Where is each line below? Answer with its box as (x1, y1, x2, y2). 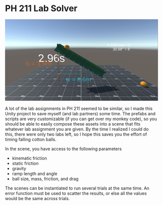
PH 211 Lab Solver (5, 3, 78, 14)
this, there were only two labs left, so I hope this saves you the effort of (5, 131, 147, 137)
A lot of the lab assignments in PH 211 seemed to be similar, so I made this (5, 105, 153, 111)
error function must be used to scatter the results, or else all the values (5, 190, 147, 196)
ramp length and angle (12, 171, 57, 176)
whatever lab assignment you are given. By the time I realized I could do (5, 126, 149, 132)
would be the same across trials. (5, 195, 70, 201)
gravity (12, 165, 27, 171)
